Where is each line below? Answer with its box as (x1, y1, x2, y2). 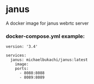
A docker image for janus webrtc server (6, 20, 89, 26)
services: (6, 53, 27, 58)
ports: (15, 66, 29, 71)
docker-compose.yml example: (6, 33, 85, 40)
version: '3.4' (6, 44, 38, 49)
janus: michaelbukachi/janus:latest (10, 57, 88, 62)
